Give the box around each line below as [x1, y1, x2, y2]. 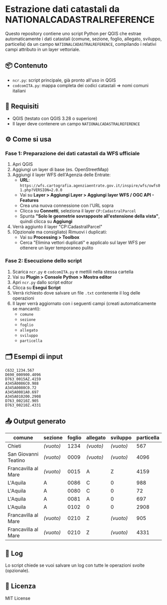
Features [19, 198, 39, 203]
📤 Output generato [5, 417, 66, 425]
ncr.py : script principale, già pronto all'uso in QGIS [12, 77, 116, 83]
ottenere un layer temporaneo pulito [19, 245, 93, 251]
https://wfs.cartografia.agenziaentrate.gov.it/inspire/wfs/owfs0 [19, 183, 161, 189]
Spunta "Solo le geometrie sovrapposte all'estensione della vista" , [19, 213, 160, 219]
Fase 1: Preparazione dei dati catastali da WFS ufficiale [5, 150, 140, 157]
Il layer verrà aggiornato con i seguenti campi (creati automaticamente [12, 300, 157, 306]
